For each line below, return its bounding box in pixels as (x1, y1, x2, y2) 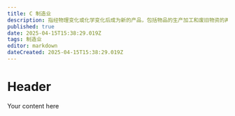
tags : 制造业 (7, 36, 42, 43)
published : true (7, 23, 55, 30)
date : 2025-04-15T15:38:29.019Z (7, 29, 101, 37)
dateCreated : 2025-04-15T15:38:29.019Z (7, 49, 124, 56)
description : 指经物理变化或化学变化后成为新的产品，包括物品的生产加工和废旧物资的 (7, 17, 225, 24)
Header (7, 79, 51, 94)
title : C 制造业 (7, 10, 52, 17)
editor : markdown (7, 42, 58, 49)
